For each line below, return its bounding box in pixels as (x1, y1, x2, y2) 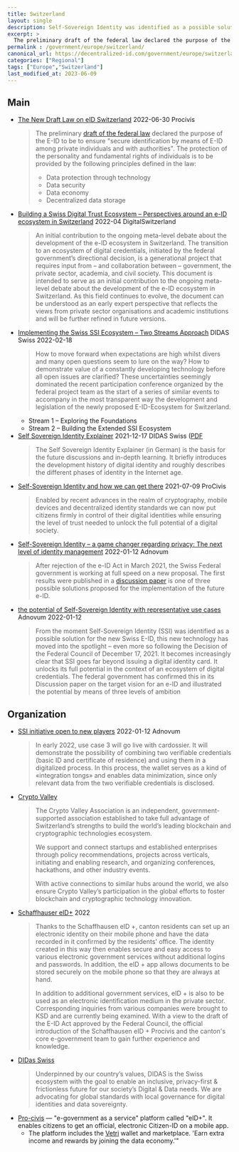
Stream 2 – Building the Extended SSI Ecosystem (28, 424, 172, 433)
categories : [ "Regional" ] (7, 57, 84, 64)
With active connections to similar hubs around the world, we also (35, 880, 229, 888)
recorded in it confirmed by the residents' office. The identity (35, 937, 215, 946)
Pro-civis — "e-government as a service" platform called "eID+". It (17, 1114, 213, 1123)
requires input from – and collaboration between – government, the (35, 262, 232, 270)
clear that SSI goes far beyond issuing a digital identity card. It (35, 657, 218, 666)
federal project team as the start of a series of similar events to (35, 388, 220, 396)
